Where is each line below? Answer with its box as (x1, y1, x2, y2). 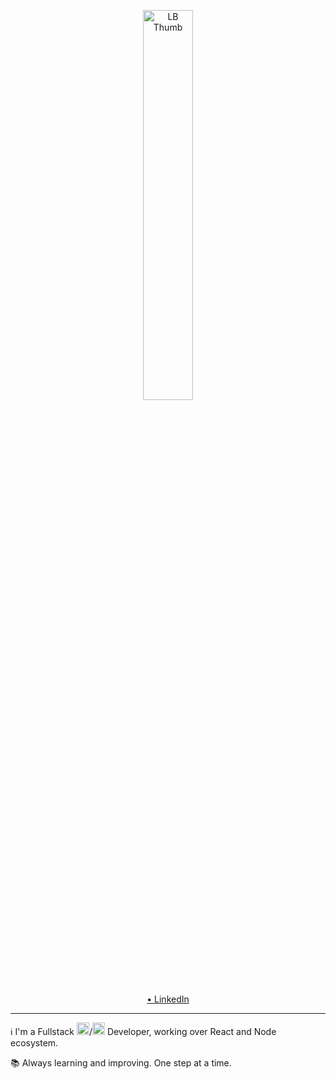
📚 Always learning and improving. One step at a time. (10, 1057, 232, 1069)
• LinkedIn (146, 993, 190, 1005)
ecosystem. (10, 1037, 59, 1049)
